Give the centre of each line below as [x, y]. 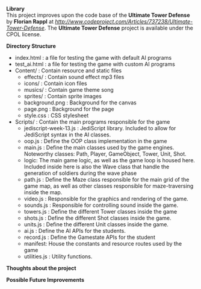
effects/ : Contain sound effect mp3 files [74, 77]
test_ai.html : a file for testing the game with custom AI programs [95, 64]
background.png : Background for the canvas [80, 103]
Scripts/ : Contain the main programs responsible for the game [92, 122]
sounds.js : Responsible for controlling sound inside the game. [101, 205]
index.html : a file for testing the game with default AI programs [93, 58]
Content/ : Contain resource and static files [68, 71]
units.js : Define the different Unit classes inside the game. [96, 224]
